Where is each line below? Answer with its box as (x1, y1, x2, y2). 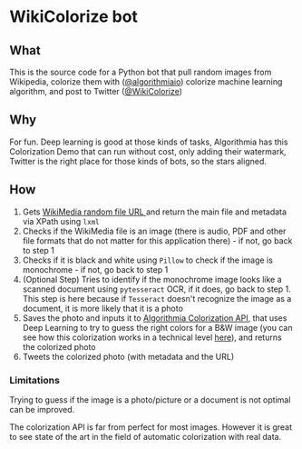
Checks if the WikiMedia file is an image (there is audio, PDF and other (22, 225, 287, 236)
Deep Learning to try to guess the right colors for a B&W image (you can (22, 322, 293, 333)
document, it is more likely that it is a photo (22, 303, 184, 314)
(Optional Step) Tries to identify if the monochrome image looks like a (22, 274, 283, 284)
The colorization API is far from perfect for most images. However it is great (9, 421, 293, 433)
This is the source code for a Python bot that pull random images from (9, 66, 272, 77)
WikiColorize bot (9, 6, 139, 27)
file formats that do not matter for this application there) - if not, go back (22, 234, 293, 246)
